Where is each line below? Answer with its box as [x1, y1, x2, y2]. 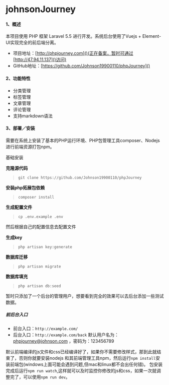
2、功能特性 [6, 75, 31, 81]
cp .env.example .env [18, 214, 63, 219]
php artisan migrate [18, 264, 61, 269]
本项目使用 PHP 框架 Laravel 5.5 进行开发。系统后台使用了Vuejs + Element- [6, 33, 161, 39]
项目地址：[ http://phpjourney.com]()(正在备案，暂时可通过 [13, 50, 133, 56]
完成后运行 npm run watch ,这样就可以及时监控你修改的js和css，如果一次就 [6, 367, 157, 373]
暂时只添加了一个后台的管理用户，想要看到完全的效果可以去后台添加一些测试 [6, 293, 164, 299]
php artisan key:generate [18, 244, 72, 249]
